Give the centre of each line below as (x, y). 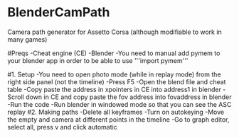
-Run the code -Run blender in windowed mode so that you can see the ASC (119, 104)
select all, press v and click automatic (62, 127)
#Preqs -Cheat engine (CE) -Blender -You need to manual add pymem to (114, 53)
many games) (27, 39)
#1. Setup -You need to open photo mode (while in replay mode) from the (115, 74)
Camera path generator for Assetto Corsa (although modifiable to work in (115, 32)
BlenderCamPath (59, 12)
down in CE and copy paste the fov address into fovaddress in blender (129, 97)
